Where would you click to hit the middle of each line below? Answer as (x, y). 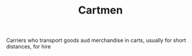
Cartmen (100, 10)
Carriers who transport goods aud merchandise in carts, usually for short (96, 40)
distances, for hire (28, 47)
